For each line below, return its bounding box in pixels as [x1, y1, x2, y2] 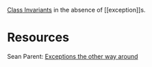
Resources [7, 30, 70, 45]
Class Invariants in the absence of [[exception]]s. [7, 6, 146, 14]
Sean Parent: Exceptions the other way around [7, 52, 138, 60]
